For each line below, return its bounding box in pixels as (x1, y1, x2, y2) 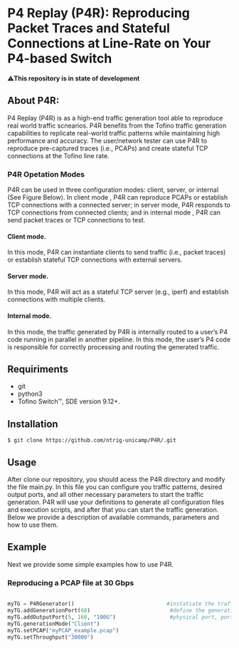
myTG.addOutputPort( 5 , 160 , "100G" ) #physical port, (7, 613, 218, 621)
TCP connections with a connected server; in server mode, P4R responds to (7, 201, 231, 210)
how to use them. (7, 520, 58, 529)
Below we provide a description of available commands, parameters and (7, 513, 219, 522)
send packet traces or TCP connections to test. (7, 216, 146, 225)
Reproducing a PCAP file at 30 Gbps (7, 577, 134, 587)
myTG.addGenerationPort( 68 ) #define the (7, 607, 205, 614)
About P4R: (7, 95, 60, 107)
